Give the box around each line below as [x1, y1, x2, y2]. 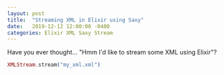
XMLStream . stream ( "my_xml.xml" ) [7, 61, 101, 69]
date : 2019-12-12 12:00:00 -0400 [7, 23, 110, 30]
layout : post [7, 10, 45, 17]
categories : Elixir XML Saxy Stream [7, 29, 113, 36]
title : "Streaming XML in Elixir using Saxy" [7, 17, 144, 23]
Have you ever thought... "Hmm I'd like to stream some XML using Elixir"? [7, 48, 217, 56]
